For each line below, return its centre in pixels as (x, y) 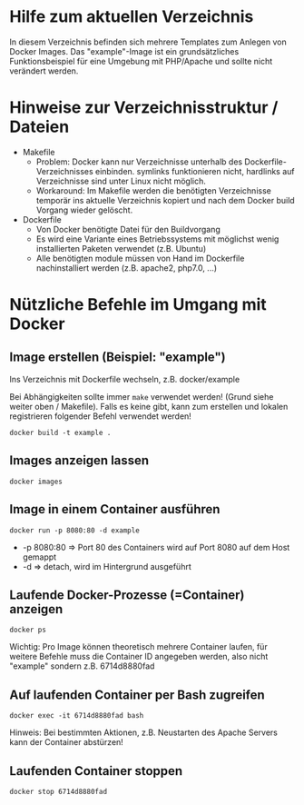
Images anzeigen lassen (79, 461)
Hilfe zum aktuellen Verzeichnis (132, 17)
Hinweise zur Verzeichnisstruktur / (144, 108)
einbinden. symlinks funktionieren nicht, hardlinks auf (195, 171)
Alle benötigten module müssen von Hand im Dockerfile (140, 258)
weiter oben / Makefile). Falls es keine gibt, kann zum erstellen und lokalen (149, 406)
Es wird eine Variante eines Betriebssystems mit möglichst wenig (157, 239)
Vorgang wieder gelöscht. (84, 210)
